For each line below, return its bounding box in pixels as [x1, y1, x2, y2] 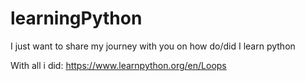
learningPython [10, 7, 143, 30]
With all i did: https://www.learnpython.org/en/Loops [10, 59, 227, 71]
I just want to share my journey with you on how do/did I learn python [10, 40, 296, 52]
